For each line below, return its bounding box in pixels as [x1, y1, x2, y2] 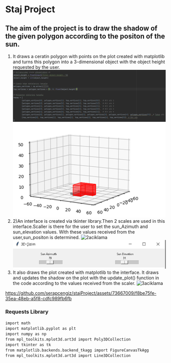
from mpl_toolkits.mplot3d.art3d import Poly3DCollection [5, 337, 131, 342]
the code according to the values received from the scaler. [12, 280, 136, 287]
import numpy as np [5, 331, 47, 337]
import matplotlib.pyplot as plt [5, 326, 76, 331]
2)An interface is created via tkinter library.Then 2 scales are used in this [12, 218, 165, 224]
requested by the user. [12, 64, 60, 70]
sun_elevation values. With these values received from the [12, 229, 135, 235]
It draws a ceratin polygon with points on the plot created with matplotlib [12, 54, 165, 59]
